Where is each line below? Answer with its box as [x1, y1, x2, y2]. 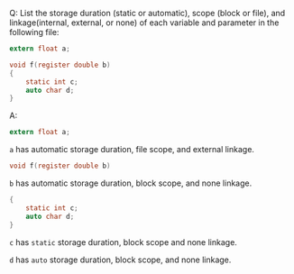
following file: [9, 27, 60, 37]
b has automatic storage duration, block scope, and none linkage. [9, 178, 253, 188]
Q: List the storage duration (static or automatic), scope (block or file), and [9, 8, 286, 18]
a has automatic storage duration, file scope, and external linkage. [9, 144, 255, 155]
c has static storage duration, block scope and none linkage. [9, 236, 237, 247]
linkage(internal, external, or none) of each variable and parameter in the [9, 17, 280, 28]
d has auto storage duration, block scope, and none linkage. [9, 254, 232, 265]
